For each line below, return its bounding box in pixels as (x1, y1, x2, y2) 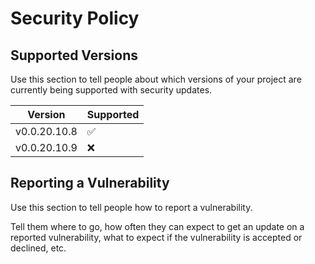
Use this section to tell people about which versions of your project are (10, 73, 302, 85)
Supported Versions (10, 47, 138, 64)
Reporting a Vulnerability (10, 175, 170, 192)
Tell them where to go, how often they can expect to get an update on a (10, 220, 305, 232)
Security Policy (10, 7, 140, 30)
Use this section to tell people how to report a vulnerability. (10, 201, 253, 213)
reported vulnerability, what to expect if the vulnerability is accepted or (10, 231, 303, 243)
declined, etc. (10, 242, 67, 254)
